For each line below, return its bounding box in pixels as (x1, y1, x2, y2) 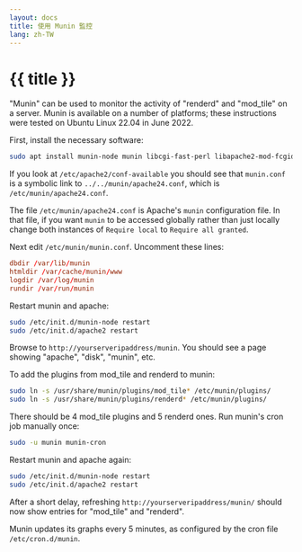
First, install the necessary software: (9, 135, 144, 146)
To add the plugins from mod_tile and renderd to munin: (9, 369, 216, 380)
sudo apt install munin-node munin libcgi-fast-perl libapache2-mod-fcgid (9, 152, 296, 162)
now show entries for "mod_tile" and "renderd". (9, 505, 184, 517)
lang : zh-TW (9, 30, 54, 39)
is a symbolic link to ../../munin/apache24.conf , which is (9, 178, 220, 189)
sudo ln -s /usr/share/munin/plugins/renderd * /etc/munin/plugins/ (9, 395, 268, 405)
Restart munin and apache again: (9, 455, 132, 466)
